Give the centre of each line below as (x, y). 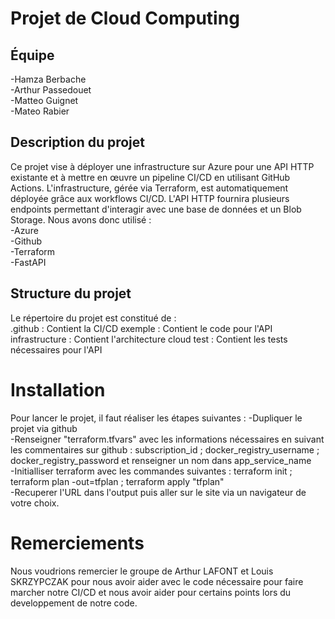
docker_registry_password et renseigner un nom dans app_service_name (161, 460)
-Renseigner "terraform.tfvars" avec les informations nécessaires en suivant (167, 439)
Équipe (32, 55)
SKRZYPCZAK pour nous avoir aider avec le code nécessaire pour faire (157, 581)
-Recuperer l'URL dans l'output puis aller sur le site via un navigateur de (158, 492)
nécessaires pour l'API (56, 349)
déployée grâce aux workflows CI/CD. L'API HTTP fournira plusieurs (150, 198)
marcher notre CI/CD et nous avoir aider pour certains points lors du (151, 592)
